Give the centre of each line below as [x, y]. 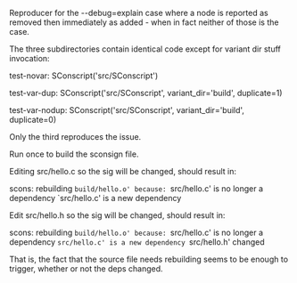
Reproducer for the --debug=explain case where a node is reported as [139, 13]
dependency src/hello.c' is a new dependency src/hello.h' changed [137, 242]
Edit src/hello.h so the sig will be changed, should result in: [117, 215]
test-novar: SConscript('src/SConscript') [84, 76]
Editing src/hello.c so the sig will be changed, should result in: [123, 171]
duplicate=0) [33, 120]
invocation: [30, 58]
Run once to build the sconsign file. [74, 154]
